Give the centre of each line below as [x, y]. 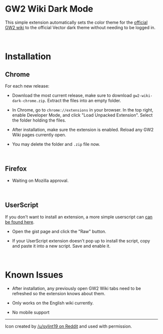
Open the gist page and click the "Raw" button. [59, 231]
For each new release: [27, 86]
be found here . [20, 222]
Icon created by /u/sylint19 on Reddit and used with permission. [68, 326]
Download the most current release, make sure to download [72, 95]
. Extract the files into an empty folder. [83, 100]
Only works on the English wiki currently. [53, 303]
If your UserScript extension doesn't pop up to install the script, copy [81, 240]
